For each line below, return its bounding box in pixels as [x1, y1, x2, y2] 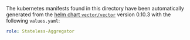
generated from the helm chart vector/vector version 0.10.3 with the [6, 11, 171, 18]
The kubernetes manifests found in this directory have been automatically [6, 5, 185, 12]
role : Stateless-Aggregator [6, 28, 75, 34]
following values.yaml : [6, 17, 60, 24]
